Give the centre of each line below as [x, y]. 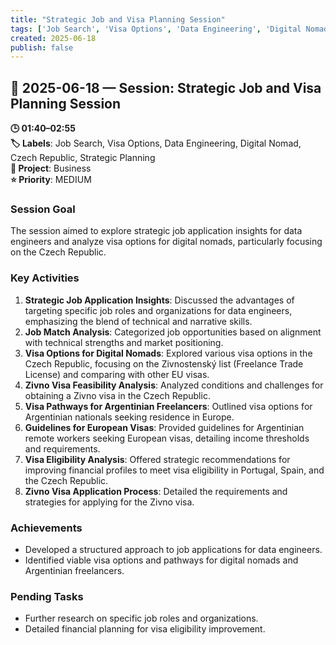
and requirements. [62, 448]
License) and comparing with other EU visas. [117, 374]
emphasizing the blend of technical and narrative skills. [138, 321]
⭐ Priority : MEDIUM [51, 180]
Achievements [46, 528]
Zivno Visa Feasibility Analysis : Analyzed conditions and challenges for [174, 385]
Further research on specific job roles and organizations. [141, 618]
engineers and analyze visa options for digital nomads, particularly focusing [166, 242]
